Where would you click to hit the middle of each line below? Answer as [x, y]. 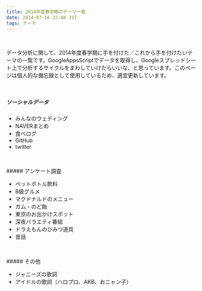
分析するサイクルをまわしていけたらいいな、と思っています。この [104, 68]
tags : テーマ [21, 23]
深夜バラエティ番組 [39, 222]
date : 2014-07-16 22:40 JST [42, 18]
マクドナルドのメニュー [44, 199]
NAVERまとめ [32, 126]
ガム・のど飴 [31, 207]
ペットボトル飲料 [36, 184]
